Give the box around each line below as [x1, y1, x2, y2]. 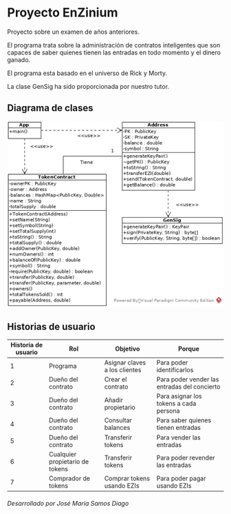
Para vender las [156, 433, 201, 442]
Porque [177, 345, 199, 353]
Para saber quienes [156, 416, 212, 424]
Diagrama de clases [7, 102, 94, 114]
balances [104, 424, 131, 432]
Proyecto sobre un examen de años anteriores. [7, 28, 140, 36]
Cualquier [49, 450, 77, 458]
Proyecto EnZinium [7, 5, 118, 21]
